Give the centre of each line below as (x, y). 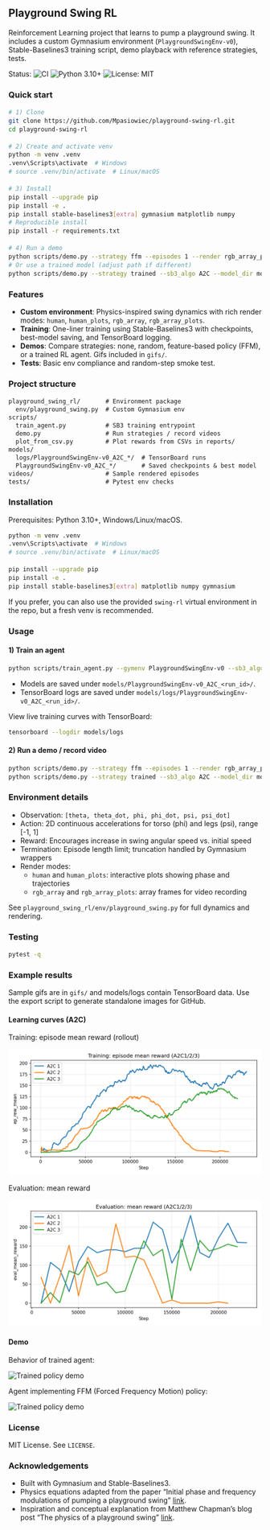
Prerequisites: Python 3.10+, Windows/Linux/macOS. (96, 520)
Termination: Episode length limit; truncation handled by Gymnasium (133, 849)
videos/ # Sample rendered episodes (104, 474)
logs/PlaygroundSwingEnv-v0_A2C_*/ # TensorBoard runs (111, 458)
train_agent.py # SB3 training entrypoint (106, 426)
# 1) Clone (27, 113)
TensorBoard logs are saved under (77, 692)
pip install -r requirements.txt (64, 231)
